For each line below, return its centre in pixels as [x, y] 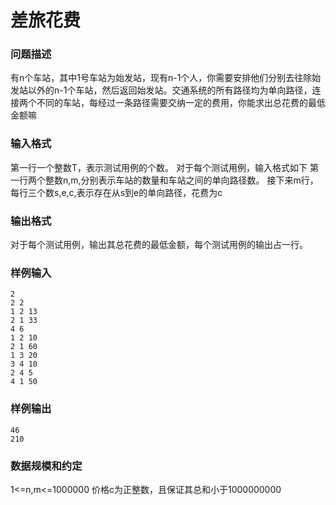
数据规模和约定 [46, 466]
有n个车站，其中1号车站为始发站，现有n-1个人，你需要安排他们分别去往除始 [166, 78]
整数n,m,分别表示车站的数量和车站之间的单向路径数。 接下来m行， [181, 180]
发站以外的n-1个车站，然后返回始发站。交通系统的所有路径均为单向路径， [161, 90]
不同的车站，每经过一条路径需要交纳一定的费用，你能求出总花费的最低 [181, 103]
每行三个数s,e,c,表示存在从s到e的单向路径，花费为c [116, 192]
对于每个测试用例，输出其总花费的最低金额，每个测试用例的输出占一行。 [159, 245]
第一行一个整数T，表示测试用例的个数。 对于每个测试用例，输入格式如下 [159, 167]
